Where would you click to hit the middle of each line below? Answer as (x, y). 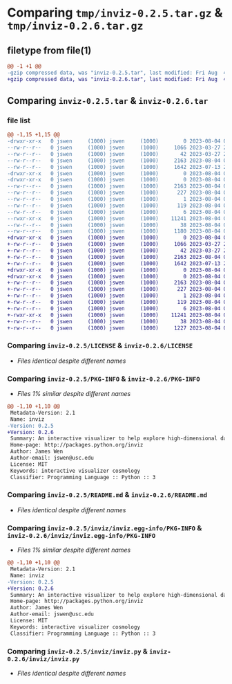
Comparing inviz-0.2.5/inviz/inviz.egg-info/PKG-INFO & (105, 528)
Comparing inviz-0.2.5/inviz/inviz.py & (78, 651)
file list (19, 120)
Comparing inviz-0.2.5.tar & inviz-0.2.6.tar (108, 101)
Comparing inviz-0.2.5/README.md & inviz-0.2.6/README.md (107, 495)
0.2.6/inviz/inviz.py (43, 659)
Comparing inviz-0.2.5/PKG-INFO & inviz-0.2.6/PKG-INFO (104, 379)
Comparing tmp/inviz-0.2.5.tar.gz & (115, 13)
